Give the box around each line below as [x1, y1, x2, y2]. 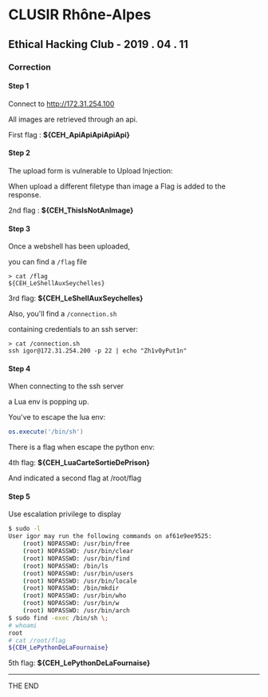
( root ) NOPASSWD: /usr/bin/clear [22, 548, 134, 556]
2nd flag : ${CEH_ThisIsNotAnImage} [8, 205, 134, 215]
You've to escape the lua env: [8, 412, 106, 422]
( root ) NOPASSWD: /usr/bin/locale [22, 577, 137, 585]
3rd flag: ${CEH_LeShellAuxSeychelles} [8, 293, 144, 303]
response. [8, 189, 41, 199]
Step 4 [8, 364, 31, 373]
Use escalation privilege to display [8, 509, 121, 519]
